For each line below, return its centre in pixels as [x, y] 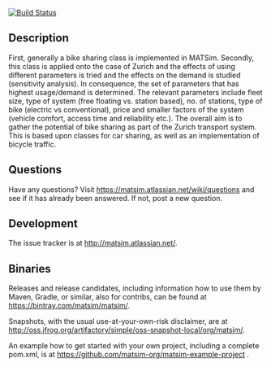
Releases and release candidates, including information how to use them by [135, 288]
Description [39, 38]
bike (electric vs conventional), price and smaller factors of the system [127, 109]
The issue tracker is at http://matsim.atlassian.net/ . [93, 243]
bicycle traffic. [32, 144]
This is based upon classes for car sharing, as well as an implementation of [134, 135]
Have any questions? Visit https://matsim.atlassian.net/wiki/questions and [131, 189]
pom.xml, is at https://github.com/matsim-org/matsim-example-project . [129, 355]
